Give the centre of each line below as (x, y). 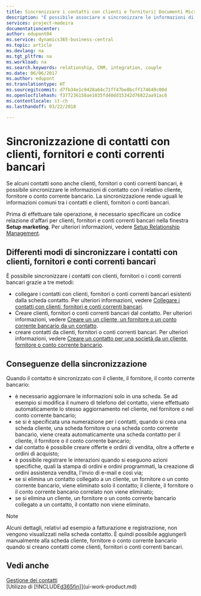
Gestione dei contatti (32, 580)
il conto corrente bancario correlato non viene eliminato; (84, 492)
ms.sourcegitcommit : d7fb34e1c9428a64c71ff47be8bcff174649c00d (87, 90)
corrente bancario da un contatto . (57, 326)
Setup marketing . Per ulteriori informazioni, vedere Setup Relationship (93, 227)
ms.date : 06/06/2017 (32, 73)
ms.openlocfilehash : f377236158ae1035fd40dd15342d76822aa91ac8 (87, 95)
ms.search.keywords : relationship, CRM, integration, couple (84, 67)
